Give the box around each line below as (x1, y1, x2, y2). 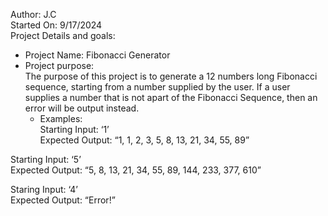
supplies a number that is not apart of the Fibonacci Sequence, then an (24, 92, 318, 103)
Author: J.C (10, 9, 57, 20)
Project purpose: (24, 60, 95, 71)
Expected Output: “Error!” (10, 194, 116, 206)
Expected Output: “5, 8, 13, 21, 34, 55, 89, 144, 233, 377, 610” (10, 164, 262, 176)
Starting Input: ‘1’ (39, 124, 110, 135)
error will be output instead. (24, 102, 140, 114)
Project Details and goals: (10, 30, 116, 41)
